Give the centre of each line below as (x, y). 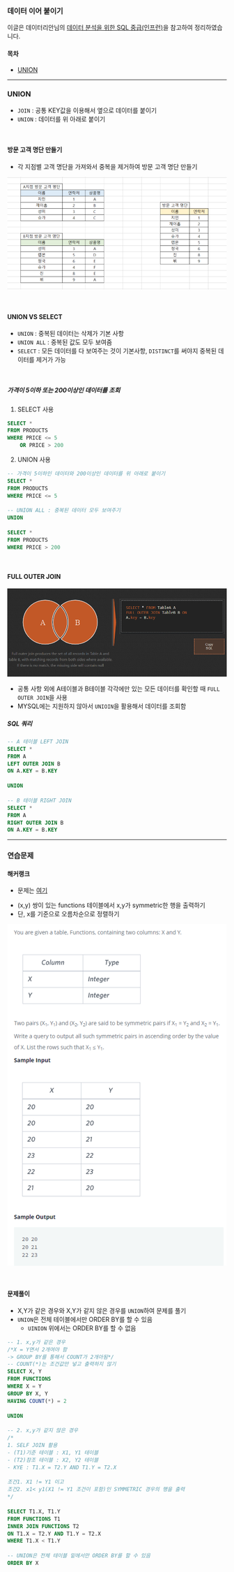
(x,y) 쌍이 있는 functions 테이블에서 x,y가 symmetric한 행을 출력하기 (111, 905)
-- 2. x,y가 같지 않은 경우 (43, 1431)
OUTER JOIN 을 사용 (42, 697)
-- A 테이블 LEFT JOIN (38, 742)
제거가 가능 (51, 359)
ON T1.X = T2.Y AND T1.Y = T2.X (54, 1534)
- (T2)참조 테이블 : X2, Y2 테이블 (53, 1460)
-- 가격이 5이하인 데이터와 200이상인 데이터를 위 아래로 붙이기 (86, 474)
